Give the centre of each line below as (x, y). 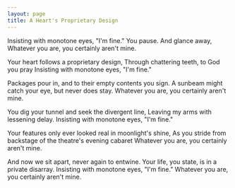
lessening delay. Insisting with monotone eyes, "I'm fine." (90, 119)
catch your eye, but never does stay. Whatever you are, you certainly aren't (117, 90)
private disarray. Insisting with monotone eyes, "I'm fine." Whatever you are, (118, 169)
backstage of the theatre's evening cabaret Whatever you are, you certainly (117, 140)
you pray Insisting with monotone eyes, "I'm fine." (79, 69)
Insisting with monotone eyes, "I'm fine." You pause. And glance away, (110, 40)
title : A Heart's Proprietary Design (63, 20)
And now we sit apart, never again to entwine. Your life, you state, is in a (112, 161)
